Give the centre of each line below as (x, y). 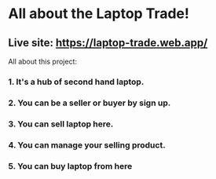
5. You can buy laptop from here (70, 166)
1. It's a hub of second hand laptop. (76, 82)
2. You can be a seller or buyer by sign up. (90, 103)
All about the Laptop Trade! (99, 14)
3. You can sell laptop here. (61, 124)
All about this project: (42, 61)
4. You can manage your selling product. (87, 144)
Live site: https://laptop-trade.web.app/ (108, 43)
